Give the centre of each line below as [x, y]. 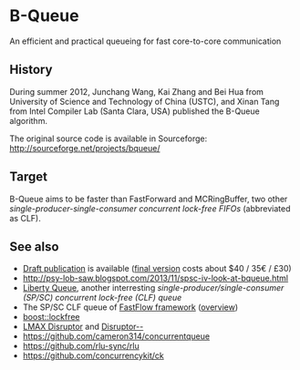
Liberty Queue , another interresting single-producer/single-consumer [153, 288]
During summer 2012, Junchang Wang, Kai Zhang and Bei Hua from [137, 91]
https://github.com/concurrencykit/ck [93, 355]
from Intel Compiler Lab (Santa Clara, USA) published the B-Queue [134, 111]
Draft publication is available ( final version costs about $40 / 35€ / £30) [157, 269]
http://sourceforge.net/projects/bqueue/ [85, 148]
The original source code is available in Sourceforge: [109, 139]
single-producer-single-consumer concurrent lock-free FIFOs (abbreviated [150, 208]
